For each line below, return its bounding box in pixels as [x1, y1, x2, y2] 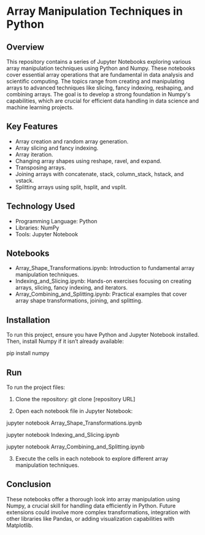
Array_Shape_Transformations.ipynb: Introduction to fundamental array [15, 264, 195, 272]
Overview [6, 42, 45, 52]
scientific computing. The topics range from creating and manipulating [6, 78, 185, 85]
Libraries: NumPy [15, 224, 60, 231]
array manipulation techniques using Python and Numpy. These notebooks [6, 64, 195, 72]
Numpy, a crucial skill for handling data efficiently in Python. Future [6, 502, 176, 509]
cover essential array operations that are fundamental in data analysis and [6, 71, 194, 78]
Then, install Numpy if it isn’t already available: [6, 337, 124, 345]
